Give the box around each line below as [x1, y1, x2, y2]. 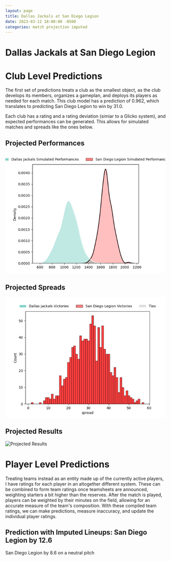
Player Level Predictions [5, 459, 110, 470]
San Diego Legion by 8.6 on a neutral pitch [5, 549, 95, 555]
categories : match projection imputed [5, 24, 88, 30]
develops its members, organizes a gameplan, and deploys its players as [5, 92, 158, 99]
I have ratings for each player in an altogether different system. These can [5, 480, 161, 487]
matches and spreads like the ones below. [5, 124, 94, 130]
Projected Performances [5, 139, 85, 147]
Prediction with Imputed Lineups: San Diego [5, 528, 148, 537]
